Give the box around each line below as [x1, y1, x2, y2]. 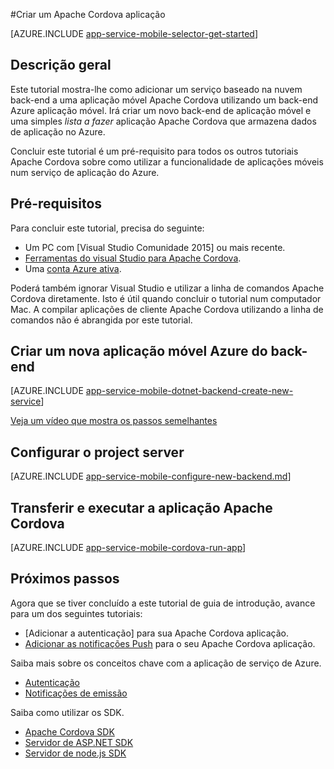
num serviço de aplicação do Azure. [10, 166, 160, 178]
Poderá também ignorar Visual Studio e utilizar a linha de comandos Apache [10, 282, 325, 294]
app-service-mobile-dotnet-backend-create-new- [85, 385, 294, 397]
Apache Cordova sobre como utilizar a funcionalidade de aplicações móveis [10, 155, 324, 168]
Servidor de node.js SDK [24, 747, 127, 759]
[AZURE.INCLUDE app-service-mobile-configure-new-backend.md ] [10, 470, 292, 483]
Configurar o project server [10, 444, 185, 461]
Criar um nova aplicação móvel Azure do [10, 343, 268, 360]
